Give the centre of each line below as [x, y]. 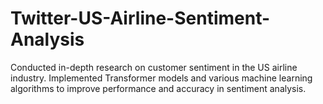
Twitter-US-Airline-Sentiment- [140, 18]
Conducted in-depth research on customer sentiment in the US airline [154, 67]
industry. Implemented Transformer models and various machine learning [161, 78]
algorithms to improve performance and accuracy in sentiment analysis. [158, 88]
